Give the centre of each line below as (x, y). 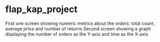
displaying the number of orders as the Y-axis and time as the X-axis (77, 34)
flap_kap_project (41, 9)
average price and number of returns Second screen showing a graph (78, 28)
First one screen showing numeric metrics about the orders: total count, (80, 23)
